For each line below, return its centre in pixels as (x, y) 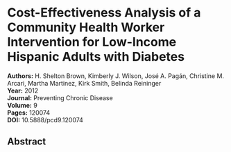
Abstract (27, 142)
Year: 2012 (23, 91)
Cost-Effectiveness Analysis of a (104, 13)
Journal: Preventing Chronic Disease (60, 97)
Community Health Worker (86, 27)
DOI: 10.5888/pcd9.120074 (45, 120)
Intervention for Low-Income (92, 42)
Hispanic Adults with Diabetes (96, 57)
